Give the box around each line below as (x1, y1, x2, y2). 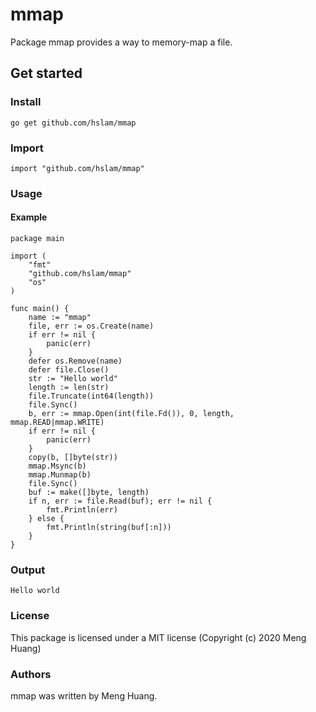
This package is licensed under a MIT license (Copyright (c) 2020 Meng (10, 631, 307, 643)
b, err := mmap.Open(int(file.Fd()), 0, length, (28, 409, 235, 419)
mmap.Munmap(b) (28, 470, 92, 480)
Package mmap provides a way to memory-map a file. (10, 36, 233, 48)
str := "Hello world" (28, 374, 118, 384)
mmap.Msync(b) (28, 461, 87, 472)
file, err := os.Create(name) (28, 321, 155, 332)
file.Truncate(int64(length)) (28, 391, 155, 402)
